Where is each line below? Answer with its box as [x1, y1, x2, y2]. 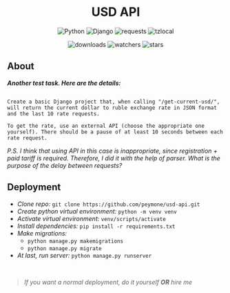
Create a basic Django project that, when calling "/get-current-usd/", [7, 98, 220, 105]
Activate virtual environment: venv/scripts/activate [17, 214, 167, 223]
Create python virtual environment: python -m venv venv [17, 207, 177, 215]
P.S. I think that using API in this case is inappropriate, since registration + [7, 146, 218, 155]
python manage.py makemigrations [27, 238, 124, 245]
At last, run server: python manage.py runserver [17, 251, 152, 259]
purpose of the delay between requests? [7, 161, 123, 169]
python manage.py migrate [27, 245, 102, 252]
